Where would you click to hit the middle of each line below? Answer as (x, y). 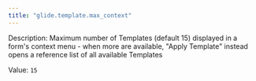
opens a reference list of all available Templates (85, 54)
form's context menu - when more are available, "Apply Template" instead (128, 46)
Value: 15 (23, 70)
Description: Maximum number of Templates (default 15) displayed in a (123, 38)
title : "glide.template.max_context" (70, 15)
